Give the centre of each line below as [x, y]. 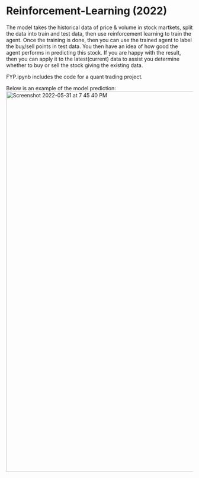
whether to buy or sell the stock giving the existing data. [75, 65]
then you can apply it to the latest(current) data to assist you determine [93, 59]
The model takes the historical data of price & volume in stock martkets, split [99, 27]
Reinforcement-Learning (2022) [87, 11]
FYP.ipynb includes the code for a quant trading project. [75, 77]
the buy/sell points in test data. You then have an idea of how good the [92, 46]
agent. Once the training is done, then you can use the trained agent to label [99, 40]
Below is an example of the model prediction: [61, 88]
